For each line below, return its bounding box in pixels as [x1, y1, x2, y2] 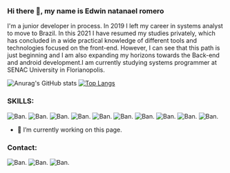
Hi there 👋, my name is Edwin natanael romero [7, 6, 164, 16]
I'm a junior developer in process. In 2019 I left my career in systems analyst [7, 22, 223, 30]
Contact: [7, 143, 37, 152]
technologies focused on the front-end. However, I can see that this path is [7, 44, 220, 52]
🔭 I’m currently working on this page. [17, 125, 122, 134]
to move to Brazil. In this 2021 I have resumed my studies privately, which [7, 29, 215, 37]
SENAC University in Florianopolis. [7, 65, 105, 74]
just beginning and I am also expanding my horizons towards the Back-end [7, 51, 220, 59]
